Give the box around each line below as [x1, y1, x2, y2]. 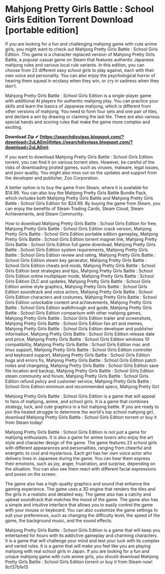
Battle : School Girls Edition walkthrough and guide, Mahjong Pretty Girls [5, 305, 152, 311]
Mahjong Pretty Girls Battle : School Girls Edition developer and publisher [5, 325, 154, 331]
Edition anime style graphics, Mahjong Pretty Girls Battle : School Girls [5, 283, 148, 289]
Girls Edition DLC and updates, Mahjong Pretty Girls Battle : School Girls [5, 278, 151, 284]
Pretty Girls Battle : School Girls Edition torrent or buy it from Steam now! [5, 559, 153, 565]
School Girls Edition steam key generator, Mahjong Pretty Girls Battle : [5, 257, 147, 263]
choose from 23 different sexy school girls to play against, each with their [5, 67, 155, 73]
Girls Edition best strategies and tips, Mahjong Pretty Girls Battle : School [5, 267, 153, 273]
